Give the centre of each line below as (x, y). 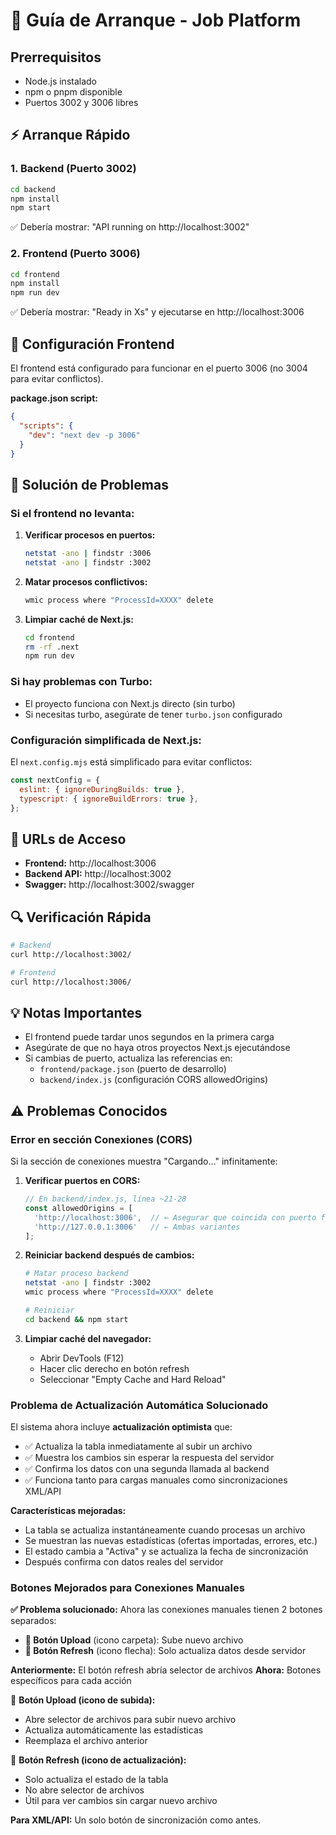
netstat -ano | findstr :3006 (88, 554)
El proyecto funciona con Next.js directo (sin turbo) (130, 703)
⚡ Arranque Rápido (70, 135)
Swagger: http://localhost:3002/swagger (109, 885)
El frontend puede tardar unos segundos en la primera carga (149, 1037)
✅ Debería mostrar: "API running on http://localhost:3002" (130, 227)
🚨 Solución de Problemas (89, 484)
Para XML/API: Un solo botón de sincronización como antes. (136, 1820)
